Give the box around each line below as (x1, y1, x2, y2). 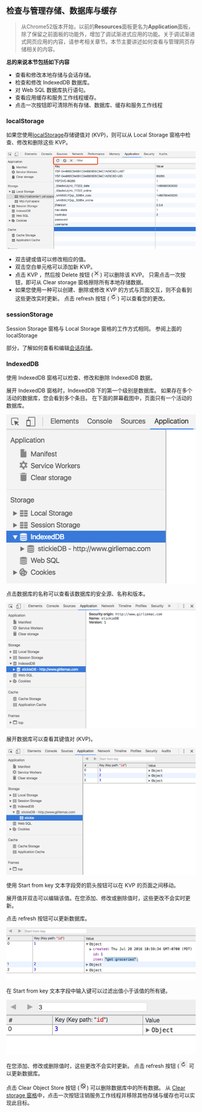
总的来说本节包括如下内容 (6, 58, 70, 65)
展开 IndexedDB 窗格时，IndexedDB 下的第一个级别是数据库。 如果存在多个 (6, 387, 193, 394)
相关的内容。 (26, 45, 58, 52)
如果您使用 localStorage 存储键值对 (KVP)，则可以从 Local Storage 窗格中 (6, 132, 186, 139)
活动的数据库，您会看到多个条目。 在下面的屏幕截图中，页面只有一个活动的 (6, 395, 192, 402)
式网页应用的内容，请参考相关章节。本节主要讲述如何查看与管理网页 (20, 38, 190, 45)
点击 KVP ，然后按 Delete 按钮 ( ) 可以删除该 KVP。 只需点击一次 (14, 271, 180, 279)
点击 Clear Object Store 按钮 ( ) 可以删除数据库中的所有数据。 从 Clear (6, 1084, 186, 1091)
